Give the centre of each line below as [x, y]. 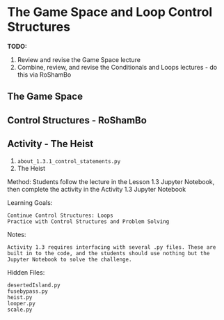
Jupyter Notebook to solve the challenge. [70, 259]
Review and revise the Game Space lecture [79, 59]
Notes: [17, 234]
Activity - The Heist [50, 144]
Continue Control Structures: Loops [60, 215]
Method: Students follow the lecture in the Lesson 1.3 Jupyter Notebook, [111, 181]
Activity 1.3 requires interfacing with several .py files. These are [112, 247]
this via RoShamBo [44, 75]
